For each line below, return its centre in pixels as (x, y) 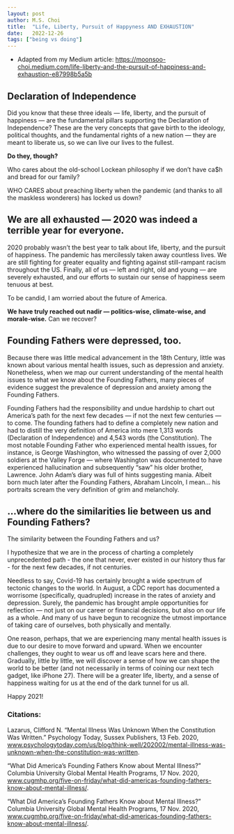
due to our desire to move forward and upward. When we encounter (105, 646)
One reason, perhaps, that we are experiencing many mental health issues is (117, 639)
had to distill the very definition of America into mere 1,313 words (100, 430)
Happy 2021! (25, 697)
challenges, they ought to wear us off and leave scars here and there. (107, 654)
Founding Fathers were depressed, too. (94, 341)
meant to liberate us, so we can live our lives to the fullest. (91, 142)
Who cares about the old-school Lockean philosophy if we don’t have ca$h (115, 169)
